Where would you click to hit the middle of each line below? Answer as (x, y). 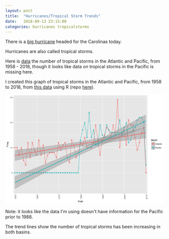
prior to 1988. (19, 217)
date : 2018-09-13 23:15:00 (36, 21)
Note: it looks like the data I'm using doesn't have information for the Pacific (84, 211)
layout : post (19, 11)
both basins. (18, 232)
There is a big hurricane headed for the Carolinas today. (64, 42)
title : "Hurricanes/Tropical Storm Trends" (53, 16)
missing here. (19, 72)
